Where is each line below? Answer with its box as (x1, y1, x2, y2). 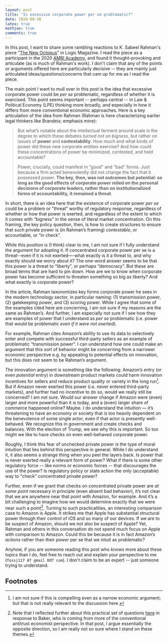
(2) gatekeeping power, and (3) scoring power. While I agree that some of (5, 299, 156, 305)
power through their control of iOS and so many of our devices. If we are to (5, 515, 160, 521)
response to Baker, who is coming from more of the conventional (12, 615, 146, 621)
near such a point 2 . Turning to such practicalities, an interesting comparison (5, 504, 162, 511)
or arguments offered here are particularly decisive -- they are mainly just (5, 66, 157, 72)
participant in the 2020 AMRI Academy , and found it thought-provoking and (5, 55, 161, 61)
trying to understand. (5, 562, 49, 568)
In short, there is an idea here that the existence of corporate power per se (5, 200, 159, 206)
